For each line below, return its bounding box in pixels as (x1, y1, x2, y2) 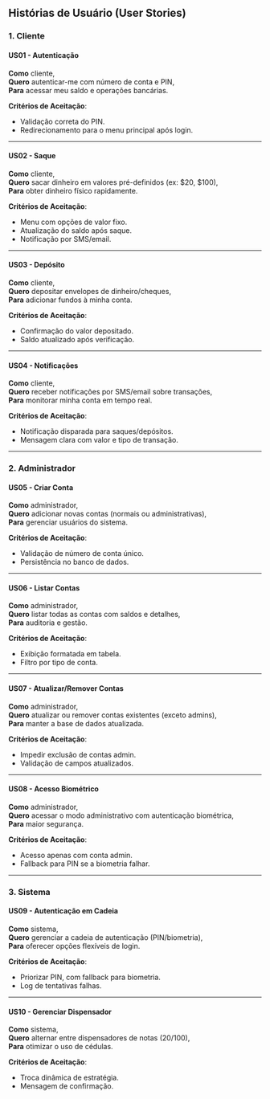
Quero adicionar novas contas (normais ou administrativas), (8, 509, 207, 519)
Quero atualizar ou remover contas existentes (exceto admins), (8, 710, 217, 720)
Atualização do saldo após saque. (19, 225, 133, 235)
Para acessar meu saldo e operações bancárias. (8, 85, 169, 95)
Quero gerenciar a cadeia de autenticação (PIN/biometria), (8, 932, 203, 942)
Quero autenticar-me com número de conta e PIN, (8, 76, 175, 87)
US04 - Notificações (8, 361, 79, 370)
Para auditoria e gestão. (8, 618, 88, 627)
